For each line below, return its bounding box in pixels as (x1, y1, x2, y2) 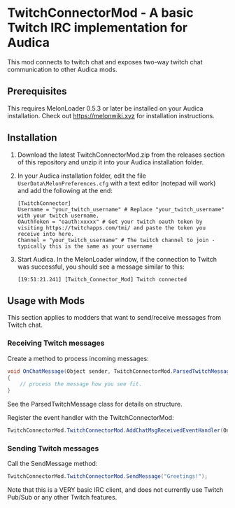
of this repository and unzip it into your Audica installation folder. (17, 157, 204, 166)
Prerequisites (7, 85, 67, 97)
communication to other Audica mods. (7, 65, 117, 73)
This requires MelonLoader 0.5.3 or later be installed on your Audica (7, 104, 204, 113)
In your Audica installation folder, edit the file (17, 171, 147, 180)
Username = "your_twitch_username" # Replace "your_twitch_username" (17, 206, 225, 213)
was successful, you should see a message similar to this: (17, 262, 185, 271)
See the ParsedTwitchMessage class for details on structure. (7, 400, 183, 409)
